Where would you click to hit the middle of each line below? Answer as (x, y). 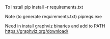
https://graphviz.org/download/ (37, 31)
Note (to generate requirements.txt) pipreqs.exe (54, 16)
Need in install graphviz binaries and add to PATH (55, 26)
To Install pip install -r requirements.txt (44, 7)
